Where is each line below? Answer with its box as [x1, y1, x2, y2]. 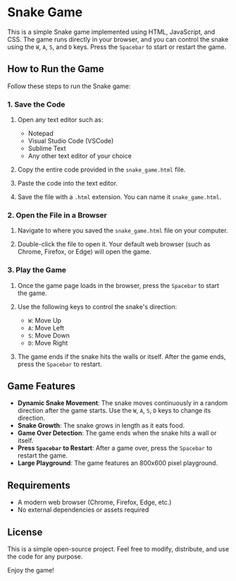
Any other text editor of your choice [27, 152, 132, 160]
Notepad [27, 129, 54, 138]
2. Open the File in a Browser [7, 210, 108, 220]
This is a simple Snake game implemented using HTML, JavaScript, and [7, 28, 216, 36]
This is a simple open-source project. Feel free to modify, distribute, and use [7, 545, 230, 553]
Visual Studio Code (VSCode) [27, 137, 114, 145]
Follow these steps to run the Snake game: [7, 82, 131, 90]
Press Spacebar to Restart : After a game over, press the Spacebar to [17, 444, 213, 453]
